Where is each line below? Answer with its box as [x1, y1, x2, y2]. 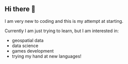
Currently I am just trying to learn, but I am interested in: [4, 28, 119, 34]
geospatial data [11, 37, 44, 43]
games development [11, 48, 54, 54]
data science [11, 43, 39, 49]
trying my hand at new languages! [11, 53, 82, 59]
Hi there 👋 [4, 5, 36, 13]
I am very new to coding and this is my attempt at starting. [4, 18, 124, 24]
